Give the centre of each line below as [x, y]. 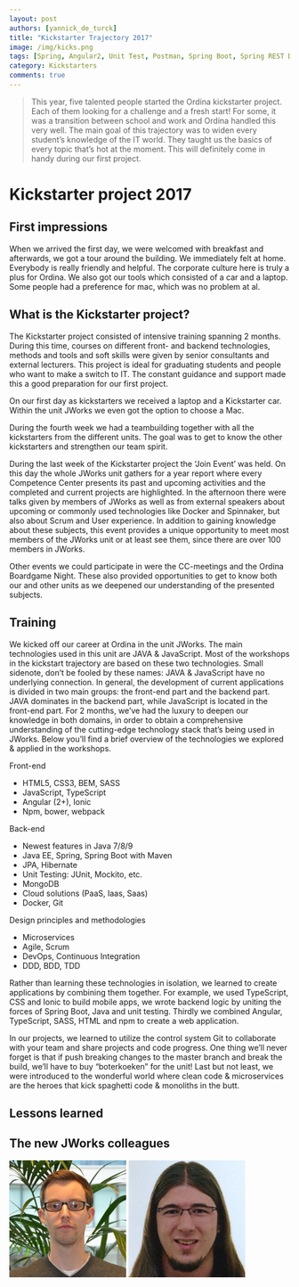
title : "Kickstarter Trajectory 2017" [81, 37]
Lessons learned [57, 1113]
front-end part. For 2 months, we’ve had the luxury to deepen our [129, 710]
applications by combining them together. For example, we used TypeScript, [149, 992]
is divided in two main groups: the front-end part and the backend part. [140, 692]
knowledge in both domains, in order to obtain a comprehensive [126, 720]
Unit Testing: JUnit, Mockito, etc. [82, 874]
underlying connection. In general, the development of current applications [147, 682]
